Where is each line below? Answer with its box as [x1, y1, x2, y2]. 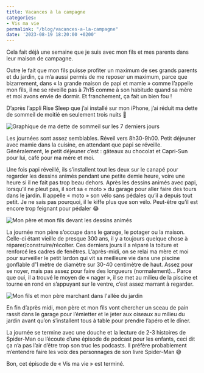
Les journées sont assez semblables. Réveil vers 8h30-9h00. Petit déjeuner [6, 135, 196, 142]
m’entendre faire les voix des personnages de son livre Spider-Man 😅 [6, 349, 181, 356]
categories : [6, 15, 37, 21]
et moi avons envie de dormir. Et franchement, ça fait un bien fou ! [6, 93, 172, 100]
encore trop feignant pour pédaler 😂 [6, 205, 99, 212]
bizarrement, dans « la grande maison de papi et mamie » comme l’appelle [6, 80, 194, 87]
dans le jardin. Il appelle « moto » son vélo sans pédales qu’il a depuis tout [6, 192, 193, 199]
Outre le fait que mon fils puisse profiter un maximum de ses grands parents [6, 67, 198, 74]
